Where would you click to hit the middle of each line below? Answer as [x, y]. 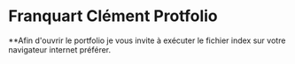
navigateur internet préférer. [60, 49]
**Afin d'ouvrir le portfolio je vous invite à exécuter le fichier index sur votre [147, 40]
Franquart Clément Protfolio [113, 16]
